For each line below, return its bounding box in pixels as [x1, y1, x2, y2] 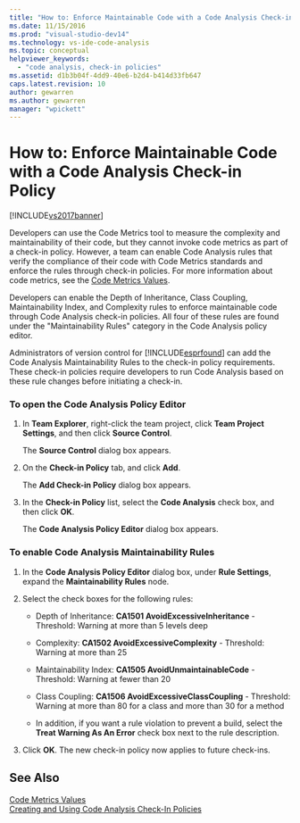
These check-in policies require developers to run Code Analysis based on [9, 367, 284, 378]
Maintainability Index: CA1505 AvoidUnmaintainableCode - [35, 664, 255, 675]
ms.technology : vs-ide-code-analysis [9, 37, 150, 47]
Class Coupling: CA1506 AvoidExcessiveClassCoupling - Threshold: [35, 691, 291, 702]
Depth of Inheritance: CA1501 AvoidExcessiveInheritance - [35, 611, 256, 621]
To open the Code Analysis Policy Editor [9, 398, 187, 411]
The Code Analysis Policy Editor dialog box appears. [21, 524, 219, 535]
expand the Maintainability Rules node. [21, 576, 170, 586]
